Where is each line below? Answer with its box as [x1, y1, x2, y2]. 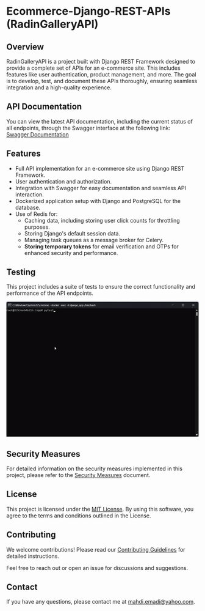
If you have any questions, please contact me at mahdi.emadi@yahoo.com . [6, 598, 195, 605]
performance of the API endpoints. [6, 289, 93, 297]
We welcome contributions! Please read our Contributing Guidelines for [6, 546, 185, 553]
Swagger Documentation [6, 130, 69, 138]
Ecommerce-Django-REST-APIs [6, 4, 171, 18]
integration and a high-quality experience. [6, 84, 112, 91]
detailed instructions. [6, 552, 59, 560]
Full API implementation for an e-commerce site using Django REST [15, 165, 185, 172]
